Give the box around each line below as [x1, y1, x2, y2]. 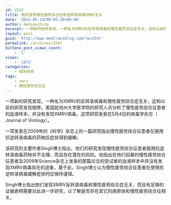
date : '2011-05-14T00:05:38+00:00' [5, 17, 81, 22]
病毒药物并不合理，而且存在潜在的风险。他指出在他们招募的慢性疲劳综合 [14, 151, 166, 158]
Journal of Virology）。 [5, 117, 52, 123]
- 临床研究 [14, 69, 35, 74]
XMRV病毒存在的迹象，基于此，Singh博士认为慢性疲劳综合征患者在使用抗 [9, 164, 164, 170]
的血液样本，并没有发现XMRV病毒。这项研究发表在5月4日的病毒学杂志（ [5, 111, 158, 117]
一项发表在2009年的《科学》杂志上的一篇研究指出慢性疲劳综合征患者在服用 [5, 128, 164, 134]
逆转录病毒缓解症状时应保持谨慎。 [5, 170, 77, 176]
